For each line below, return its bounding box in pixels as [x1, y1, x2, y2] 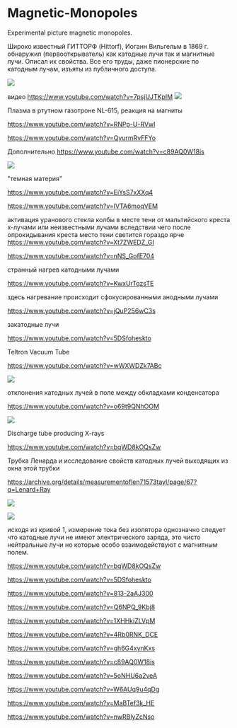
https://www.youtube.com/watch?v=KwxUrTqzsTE [7, 279, 154, 287]
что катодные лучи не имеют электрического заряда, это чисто [7, 533, 201, 541]
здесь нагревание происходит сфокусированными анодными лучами [7, 292, 219, 301]
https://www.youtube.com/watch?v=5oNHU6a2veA [7, 671, 158, 680]
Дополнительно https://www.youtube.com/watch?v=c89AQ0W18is [7, 147, 205, 156]
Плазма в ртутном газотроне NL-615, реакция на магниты [7, 106, 183, 115]
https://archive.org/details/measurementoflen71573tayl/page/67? [7, 478, 197, 486]
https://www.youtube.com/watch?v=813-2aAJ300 [7, 589, 154, 597]
